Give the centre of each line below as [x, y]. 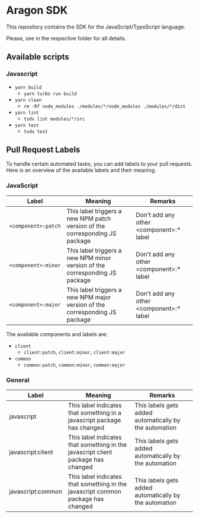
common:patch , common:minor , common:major [74, 364]
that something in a [94, 413]
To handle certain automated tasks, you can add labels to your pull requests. [99, 164]
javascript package [94, 421]
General [18, 380]
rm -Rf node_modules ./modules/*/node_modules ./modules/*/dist [105, 106]
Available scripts [38, 57]
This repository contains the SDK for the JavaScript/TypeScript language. [96, 27]
